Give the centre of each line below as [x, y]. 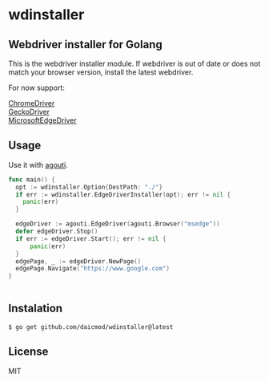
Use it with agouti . [38, 165]
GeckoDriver [29, 112]
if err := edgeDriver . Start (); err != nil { [91, 238]
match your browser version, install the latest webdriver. [101, 72]
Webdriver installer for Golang [85, 45]
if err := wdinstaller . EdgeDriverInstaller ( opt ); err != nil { [123, 194]
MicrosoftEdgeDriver [43, 120]
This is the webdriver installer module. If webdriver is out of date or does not [134, 63]
